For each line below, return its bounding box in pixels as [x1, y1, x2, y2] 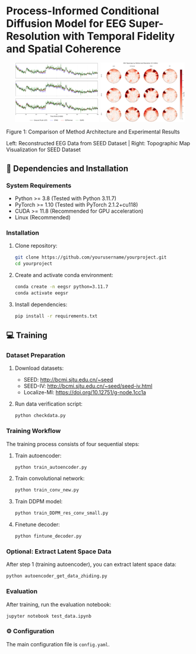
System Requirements [6, 181, 72, 189]
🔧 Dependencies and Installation [6, 163, 129, 173]
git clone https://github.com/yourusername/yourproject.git [14, 254, 167, 260]
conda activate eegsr [14, 290, 68, 296]
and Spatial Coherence [6, 42, 121, 56]
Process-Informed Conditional [6, 4, 159, 18]
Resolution [6, 30, 61, 43]
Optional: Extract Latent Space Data [6, 547, 112, 556]
